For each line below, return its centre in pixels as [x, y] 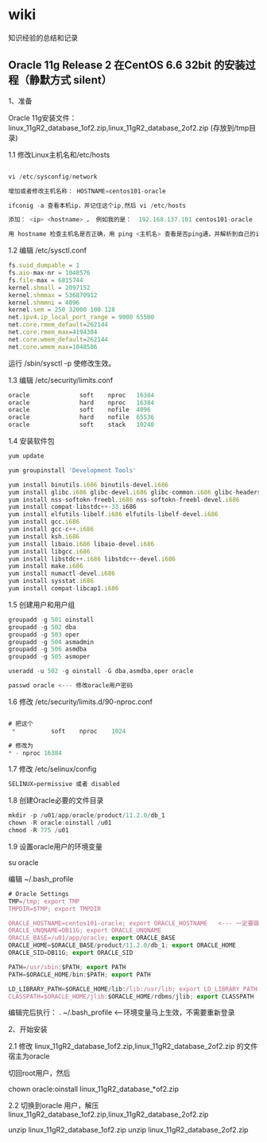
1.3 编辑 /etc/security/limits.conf [61, 380]
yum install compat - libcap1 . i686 [64, 589]
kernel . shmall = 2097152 [49, 287]
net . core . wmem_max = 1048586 [53, 347]
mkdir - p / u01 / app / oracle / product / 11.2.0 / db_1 [87, 815]
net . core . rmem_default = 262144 [58, 325]
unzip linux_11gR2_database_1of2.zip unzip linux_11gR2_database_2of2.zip [128, 1130]
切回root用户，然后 [39, 1074]
